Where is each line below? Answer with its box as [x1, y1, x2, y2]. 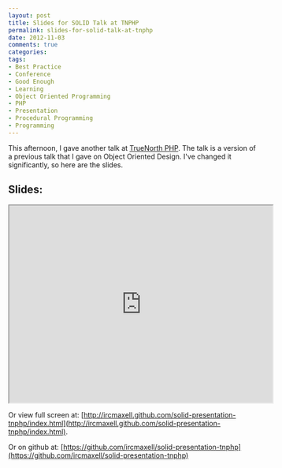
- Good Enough [8, 77, 55, 85]
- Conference [8, 70, 51, 78]
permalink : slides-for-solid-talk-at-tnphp [8, 26, 154, 34]
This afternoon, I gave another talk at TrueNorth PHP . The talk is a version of [8, 143, 256, 152]
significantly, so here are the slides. [8, 159, 124, 170]
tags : [8, 56, 26, 64]
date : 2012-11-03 [8, 33, 65, 42]
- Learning [8, 84, 44, 93]
